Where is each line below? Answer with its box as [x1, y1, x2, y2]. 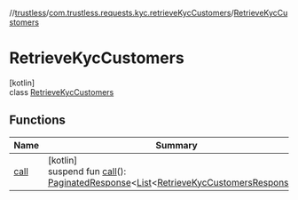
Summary [155, 139, 198, 151]
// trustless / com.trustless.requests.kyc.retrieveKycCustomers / [9, 8, 235, 18]
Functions [9, 113, 67, 128]
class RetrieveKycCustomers [9, 86, 114, 97]
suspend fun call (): [47, 164, 127, 177]
